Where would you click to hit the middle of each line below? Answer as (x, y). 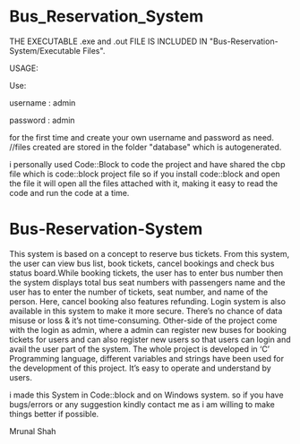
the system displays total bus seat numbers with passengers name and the (147, 282)
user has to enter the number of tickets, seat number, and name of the (139, 292)
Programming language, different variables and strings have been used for (147, 358)
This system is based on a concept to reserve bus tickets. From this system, (149, 253)
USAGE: (24, 68)
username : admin (43, 102)
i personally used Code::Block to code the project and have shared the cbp (147, 164)
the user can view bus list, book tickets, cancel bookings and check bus (142, 263)
